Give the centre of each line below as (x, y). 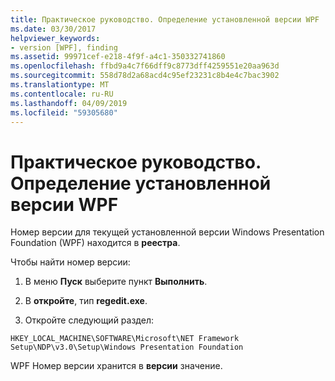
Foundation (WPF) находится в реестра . (95, 243)
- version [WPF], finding (64, 47)
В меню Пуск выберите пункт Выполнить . (116, 282)
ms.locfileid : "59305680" (64, 112)
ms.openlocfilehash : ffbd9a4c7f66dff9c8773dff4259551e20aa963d (145, 66)
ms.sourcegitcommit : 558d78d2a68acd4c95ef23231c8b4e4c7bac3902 (145, 76)
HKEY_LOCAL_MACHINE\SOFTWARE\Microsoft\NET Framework (125, 339)
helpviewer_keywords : (55, 38)
